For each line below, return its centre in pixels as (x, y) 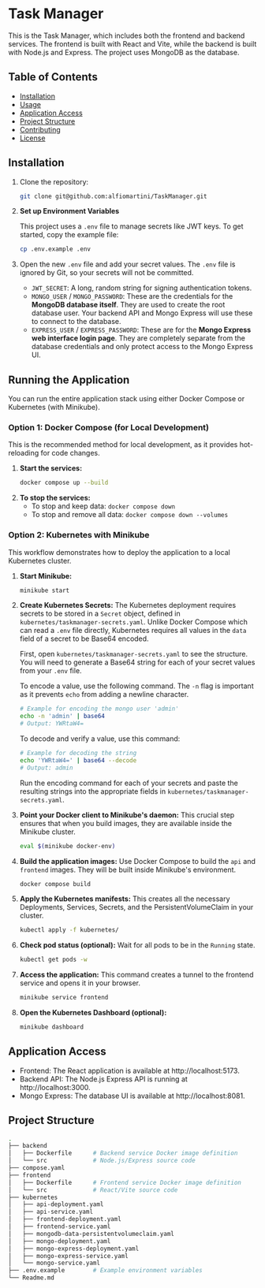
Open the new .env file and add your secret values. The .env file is (127, 264)
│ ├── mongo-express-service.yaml (68, 1256)
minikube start (45, 590)
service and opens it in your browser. (80, 983)
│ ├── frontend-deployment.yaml (65, 1219)
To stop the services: (55, 498)
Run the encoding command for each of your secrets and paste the (129, 783)
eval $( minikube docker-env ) (67, 846)
